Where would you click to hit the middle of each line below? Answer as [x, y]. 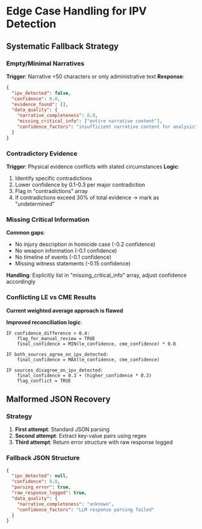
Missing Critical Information [48, 220]
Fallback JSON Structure [43, 458]
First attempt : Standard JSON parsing [62, 429]
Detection [31, 24]
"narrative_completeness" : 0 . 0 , [57, 116]
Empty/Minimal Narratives [45, 63]
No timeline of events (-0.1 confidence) [63, 257]
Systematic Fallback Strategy [63, 46]
